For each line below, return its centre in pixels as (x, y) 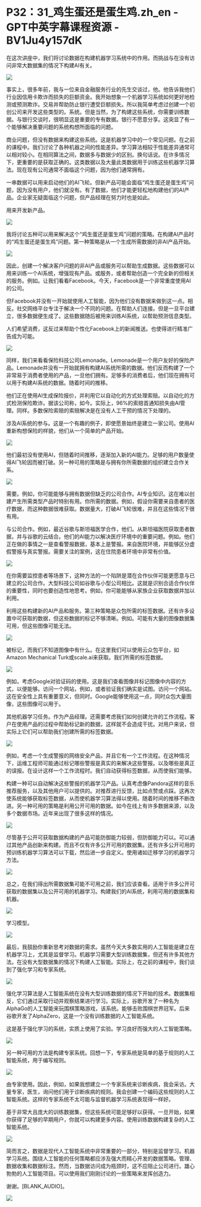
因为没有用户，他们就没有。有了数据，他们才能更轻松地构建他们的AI (100, 190)
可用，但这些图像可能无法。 (40, 625)
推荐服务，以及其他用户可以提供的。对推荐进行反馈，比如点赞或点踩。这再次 (100, 790)
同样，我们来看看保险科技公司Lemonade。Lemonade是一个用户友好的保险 (98, 360)
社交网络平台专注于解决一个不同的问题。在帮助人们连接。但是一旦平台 (103, 308)
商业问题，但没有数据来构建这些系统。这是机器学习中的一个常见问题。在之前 (100, 139)
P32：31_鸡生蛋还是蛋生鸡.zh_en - (92, 12)
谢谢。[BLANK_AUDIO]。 (37, 1186)
